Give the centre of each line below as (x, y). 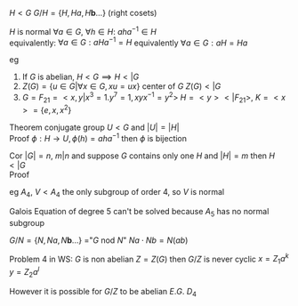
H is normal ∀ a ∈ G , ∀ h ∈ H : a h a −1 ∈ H (83, 31)
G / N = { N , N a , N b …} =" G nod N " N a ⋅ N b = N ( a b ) (99, 240)
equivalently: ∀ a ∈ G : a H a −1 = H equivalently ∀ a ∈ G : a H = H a (129, 42)
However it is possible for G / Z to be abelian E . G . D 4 (103, 292)
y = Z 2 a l (24, 272)
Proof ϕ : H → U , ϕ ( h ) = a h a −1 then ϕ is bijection (98, 138)
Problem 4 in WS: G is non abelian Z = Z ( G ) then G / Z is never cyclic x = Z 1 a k (149, 259)
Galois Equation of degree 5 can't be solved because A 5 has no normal (139, 212)
